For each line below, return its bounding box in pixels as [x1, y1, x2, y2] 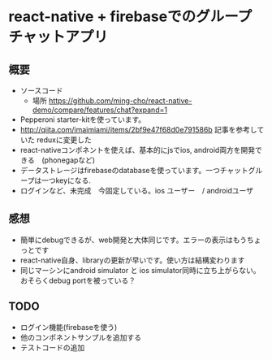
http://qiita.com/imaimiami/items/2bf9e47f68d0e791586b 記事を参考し [19, 125, 257, 134]
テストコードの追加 [19, 342, 85, 352]
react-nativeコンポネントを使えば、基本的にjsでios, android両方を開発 [19, 145, 256, 154]
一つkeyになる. [41, 176, 92, 185]
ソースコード [19, 86, 63, 95]
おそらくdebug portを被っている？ [19, 275, 136, 285]
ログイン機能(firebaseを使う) [19, 322, 118, 332]
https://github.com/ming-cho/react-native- [48, 96, 192, 106]
